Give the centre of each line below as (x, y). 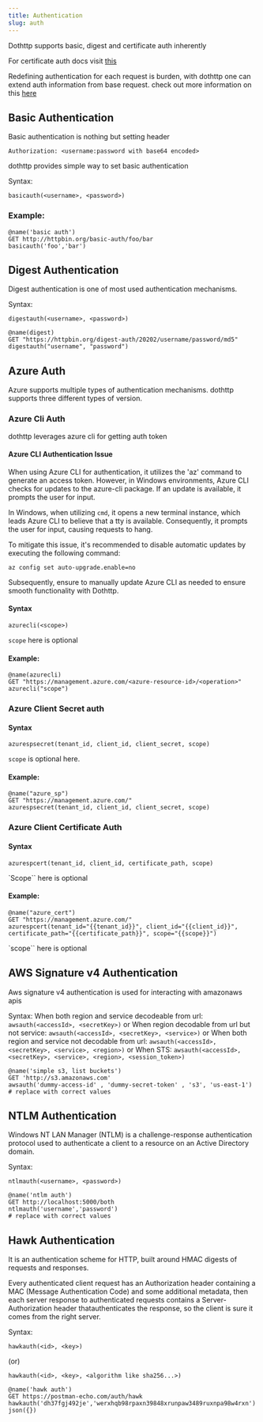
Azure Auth (37, 371)
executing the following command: (64, 553)
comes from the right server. (54, 1317)
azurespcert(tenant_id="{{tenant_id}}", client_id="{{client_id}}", (123, 927)
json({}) (23, 1411)
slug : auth (26, 23)
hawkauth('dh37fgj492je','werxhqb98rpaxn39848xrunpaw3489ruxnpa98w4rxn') (132, 1404)
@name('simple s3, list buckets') (65, 1071)
